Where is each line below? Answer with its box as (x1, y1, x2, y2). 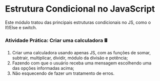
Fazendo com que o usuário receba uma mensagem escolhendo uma (12, 60, 152, 66)
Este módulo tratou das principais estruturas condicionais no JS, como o (5, 19, 151, 25)
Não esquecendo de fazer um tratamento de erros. (12, 70, 115, 76)
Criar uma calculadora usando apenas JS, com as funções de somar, (12, 50, 151, 56)
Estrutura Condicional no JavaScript (5, 3, 155, 15)
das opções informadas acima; (12, 65, 75, 71)
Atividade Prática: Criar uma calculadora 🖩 (5, 37, 107, 44)
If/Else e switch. (5, 24, 37, 30)
